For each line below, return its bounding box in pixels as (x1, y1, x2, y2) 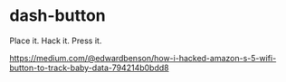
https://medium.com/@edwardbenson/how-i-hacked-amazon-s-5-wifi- (9, 52, 277, 63)
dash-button (9, 5, 106, 26)
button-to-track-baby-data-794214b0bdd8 (9, 62, 169, 73)
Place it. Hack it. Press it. (9, 35, 102, 46)
